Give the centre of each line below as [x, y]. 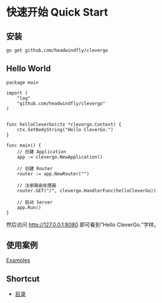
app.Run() [29, 207]
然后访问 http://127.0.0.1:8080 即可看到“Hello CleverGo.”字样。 [83, 225]
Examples [18, 260]
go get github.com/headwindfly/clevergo [57, 50]
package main [22, 82]
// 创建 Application [42, 151]
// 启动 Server [35, 202]
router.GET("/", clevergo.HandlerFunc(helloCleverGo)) [87, 190]
